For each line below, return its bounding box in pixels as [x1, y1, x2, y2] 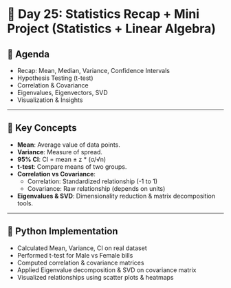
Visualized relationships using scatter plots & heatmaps [16, 273, 174, 281]
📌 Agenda [7, 48, 50, 60]
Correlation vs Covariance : [16, 169, 96, 178]
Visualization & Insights [16, 96, 83, 104]
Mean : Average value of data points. [16, 141, 120, 149]
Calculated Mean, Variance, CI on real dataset [16, 244, 147, 252]
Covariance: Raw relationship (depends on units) [27, 184, 166, 192]
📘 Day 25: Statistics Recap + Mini [7, 6, 200, 22]
